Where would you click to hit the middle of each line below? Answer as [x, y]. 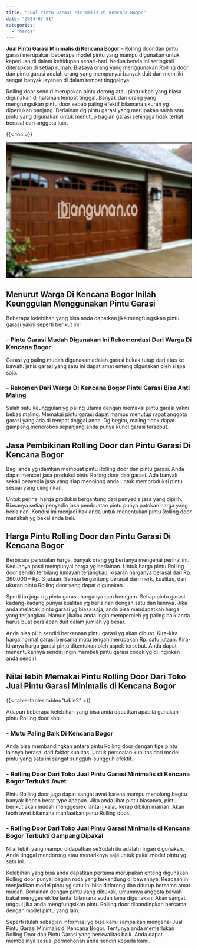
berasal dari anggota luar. [37, 123]
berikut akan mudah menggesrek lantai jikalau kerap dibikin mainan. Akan [95, 807]
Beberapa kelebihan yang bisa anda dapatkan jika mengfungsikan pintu [93, 318]
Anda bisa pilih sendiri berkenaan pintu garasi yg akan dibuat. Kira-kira [92, 633]
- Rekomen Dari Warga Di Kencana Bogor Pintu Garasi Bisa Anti [98, 388]
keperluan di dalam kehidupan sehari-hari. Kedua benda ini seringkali [90, 61]
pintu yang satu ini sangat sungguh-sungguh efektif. [70, 759]
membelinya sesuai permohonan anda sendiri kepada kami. [78, 941]
